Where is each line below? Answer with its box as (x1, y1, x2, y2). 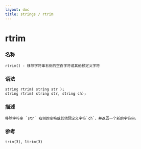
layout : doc (5, 7, 29, 12)
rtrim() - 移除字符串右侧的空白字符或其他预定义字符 (5, 63, 100, 68)
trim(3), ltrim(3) (5, 139, 43, 144)
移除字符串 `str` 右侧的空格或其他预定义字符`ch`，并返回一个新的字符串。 (5, 116, 139, 121)
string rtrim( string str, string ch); (5, 91, 87, 96)
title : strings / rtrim (5, 12, 54, 17)
